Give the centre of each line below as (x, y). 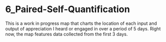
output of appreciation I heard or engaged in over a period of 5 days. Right (83, 28)
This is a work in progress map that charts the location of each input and (81, 23)
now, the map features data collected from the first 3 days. (67, 34)
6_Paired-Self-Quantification (68, 9)
